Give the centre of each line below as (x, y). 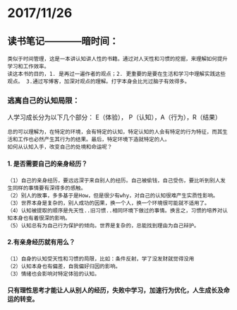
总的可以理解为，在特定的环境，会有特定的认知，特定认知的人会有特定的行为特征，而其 (115, 132)
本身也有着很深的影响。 (41, 218)
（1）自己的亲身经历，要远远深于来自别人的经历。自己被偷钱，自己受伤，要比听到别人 (114, 180)
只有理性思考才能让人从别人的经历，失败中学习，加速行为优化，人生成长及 (115, 290)
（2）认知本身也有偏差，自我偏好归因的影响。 (64, 266)
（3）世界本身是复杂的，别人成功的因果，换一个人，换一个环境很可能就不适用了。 (109, 203)
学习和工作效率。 (29, 67)
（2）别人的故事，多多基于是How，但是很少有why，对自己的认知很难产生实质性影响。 (113, 195)
